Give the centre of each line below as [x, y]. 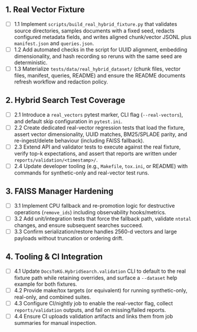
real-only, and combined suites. [52, 297]
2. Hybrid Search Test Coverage [65, 100]
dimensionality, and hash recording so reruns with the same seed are [98, 56]
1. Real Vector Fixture [45, 10]
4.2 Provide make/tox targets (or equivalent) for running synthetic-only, [101, 290]
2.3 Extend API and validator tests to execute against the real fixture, [97, 147]
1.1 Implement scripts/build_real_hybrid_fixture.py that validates [96, 24]
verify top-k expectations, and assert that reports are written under [96, 154]
